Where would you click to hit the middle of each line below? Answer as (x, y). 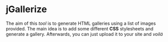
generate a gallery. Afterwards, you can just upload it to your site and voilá (85, 34)
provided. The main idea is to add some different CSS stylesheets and (80, 28)
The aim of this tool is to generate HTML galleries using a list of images (81, 23)
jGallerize (26, 9)
